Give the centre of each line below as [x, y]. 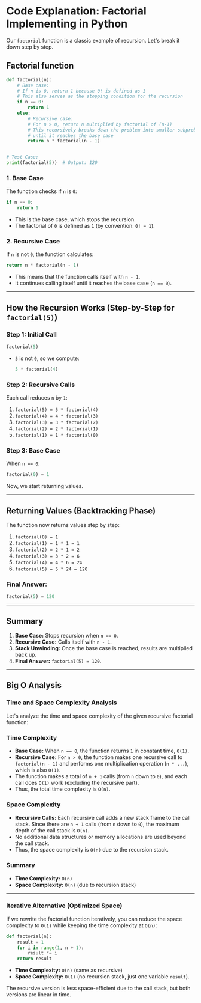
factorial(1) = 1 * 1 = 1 [47, 543]
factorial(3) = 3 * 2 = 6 [47, 556]
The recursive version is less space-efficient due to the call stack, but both [98, 988]
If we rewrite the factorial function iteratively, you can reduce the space [94, 919]
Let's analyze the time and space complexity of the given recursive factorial [100, 716]
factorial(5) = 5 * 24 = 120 [51, 569]
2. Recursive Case [33, 241]
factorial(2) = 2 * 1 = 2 [47, 550]
